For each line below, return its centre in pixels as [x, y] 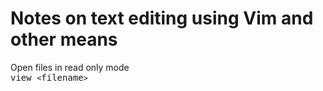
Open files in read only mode [70, 67]
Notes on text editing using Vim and [162, 18]
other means [64, 39]
